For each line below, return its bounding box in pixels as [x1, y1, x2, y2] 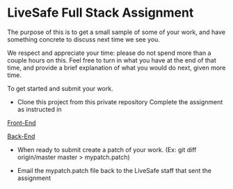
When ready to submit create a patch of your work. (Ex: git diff [17, 145, 197, 154]
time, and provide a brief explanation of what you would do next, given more [7, 63, 226, 72]
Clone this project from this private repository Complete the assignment [17, 97, 223, 106]
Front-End [7, 118, 36, 126]
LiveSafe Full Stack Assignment [7, 5, 194, 21]
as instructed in [17, 105, 62, 113]
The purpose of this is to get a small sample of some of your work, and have [7, 28, 226, 36]
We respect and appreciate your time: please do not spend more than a [7, 49, 211, 57]
